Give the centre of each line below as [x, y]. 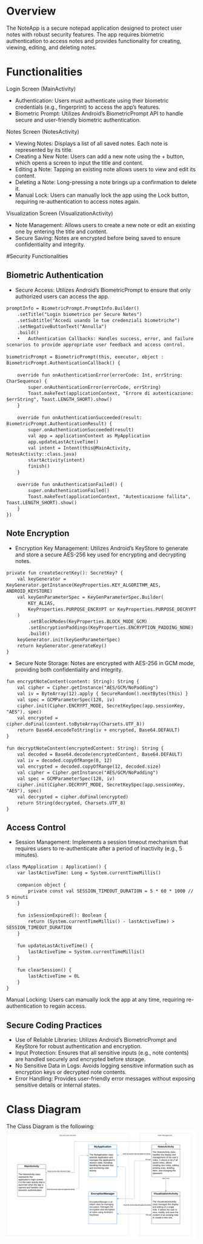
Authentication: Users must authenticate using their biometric [92, 100]
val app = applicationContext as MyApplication [89, 436]
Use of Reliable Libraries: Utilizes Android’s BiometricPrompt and [96, 1040]
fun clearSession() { [44, 970]
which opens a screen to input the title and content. [79, 163]
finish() [39, 466]
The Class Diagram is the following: [51, 1126]
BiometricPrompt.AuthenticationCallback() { [63, 363]
